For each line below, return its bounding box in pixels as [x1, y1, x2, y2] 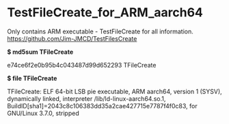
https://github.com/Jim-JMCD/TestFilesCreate [7, 34, 137, 42]
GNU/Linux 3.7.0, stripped [7, 109, 80, 117]
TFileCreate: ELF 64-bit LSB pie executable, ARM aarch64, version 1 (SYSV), [7, 87, 222, 95]
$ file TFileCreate [7, 74, 57, 82]
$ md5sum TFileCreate [7, 48, 74, 56]
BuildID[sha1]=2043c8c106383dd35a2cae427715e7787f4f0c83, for [7, 102, 198, 110]
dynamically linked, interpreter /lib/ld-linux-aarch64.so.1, [7, 94, 166, 103]
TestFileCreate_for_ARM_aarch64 [7, 5, 204, 20]
